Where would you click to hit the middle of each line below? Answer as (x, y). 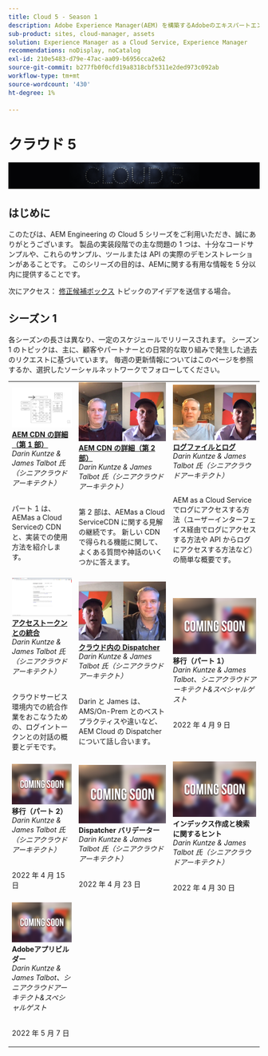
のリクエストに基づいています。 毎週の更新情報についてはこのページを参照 (131, 359)
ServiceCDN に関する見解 (121, 522)
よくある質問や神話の (114, 552)
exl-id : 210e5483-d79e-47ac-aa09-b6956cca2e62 (87, 59)
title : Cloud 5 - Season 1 (53, 17)
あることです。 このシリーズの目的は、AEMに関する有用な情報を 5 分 (136, 264)
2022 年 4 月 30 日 (204, 888)
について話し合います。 (117, 741)
